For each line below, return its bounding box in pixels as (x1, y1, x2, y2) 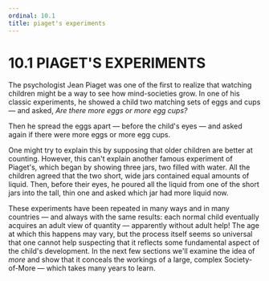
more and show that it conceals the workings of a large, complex (8, 255, 222, 265)
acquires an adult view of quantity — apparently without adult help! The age (8, 221, 259, 230)
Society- (223, 255, 253, 265)
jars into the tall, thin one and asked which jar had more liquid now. (8, 188, 229, 198)
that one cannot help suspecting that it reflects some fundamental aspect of (8, 238, 260, 247)
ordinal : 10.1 (8, 11, 56, 20)
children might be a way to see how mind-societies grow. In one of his (8, 89, 240, 99)
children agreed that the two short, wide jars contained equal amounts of (8, 171, 250, 181)
